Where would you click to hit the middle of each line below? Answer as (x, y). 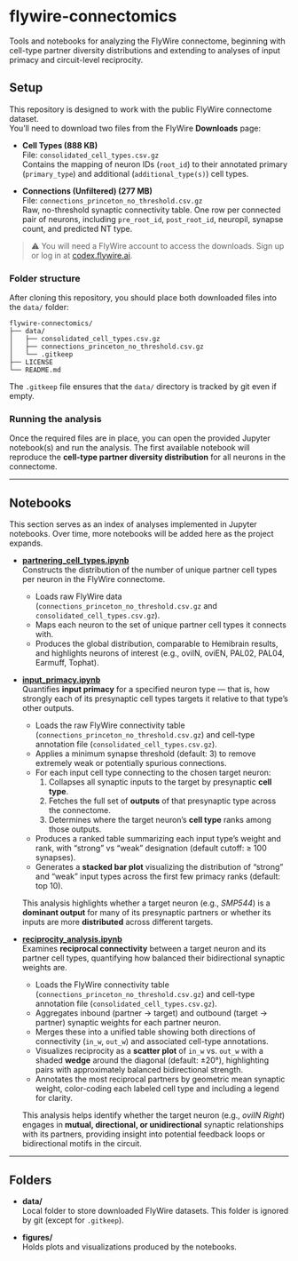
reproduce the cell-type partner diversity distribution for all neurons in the (148, 457)
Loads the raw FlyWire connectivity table (110, 725)
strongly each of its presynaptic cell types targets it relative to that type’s (155, 698)
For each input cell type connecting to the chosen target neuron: (153, 773)
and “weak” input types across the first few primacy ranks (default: (158, 876)
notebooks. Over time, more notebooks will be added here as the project (141, 534)
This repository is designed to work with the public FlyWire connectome (141, 109)
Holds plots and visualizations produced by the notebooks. (129, 1247)
